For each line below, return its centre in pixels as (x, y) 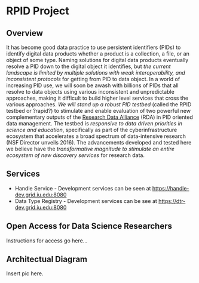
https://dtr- (172, 201)
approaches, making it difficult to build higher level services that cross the (97, 98)
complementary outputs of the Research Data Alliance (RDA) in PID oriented (99, 117)
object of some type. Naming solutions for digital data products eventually (97, 60)
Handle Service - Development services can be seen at (83, 188)
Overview (25, 33)
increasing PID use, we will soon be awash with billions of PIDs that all (92, 85)
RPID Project (38, 11)
